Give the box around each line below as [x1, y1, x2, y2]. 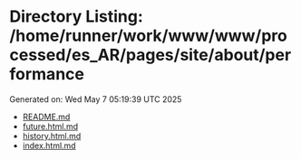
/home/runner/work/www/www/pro [9, 25, 287, 46]
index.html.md [22, 140, 76, 151]
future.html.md [22, 120, 79, 132]
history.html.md [22, 130, 82, 141]
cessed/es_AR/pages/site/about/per [9, 45, 292, 65]
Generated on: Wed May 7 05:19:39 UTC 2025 [9, 93, 182, 105]
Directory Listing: [9, 6, 143, 27]
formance [9, 64, 84, 85]
